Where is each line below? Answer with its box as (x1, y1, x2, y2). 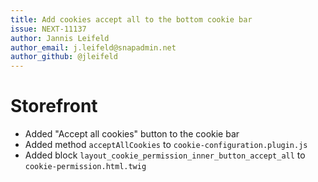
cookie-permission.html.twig (24, 162, 147, 172)
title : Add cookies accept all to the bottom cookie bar (10, 14, 253, 25)
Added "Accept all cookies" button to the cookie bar (24, 128, 240, 140)
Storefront (10, 95, 98, 118)
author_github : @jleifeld (10, 52, 118, 62)
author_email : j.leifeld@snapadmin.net (10, 42, 177, 53)
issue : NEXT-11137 (10, 24, 87, 34)
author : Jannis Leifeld (10, 33, 110, 43)
